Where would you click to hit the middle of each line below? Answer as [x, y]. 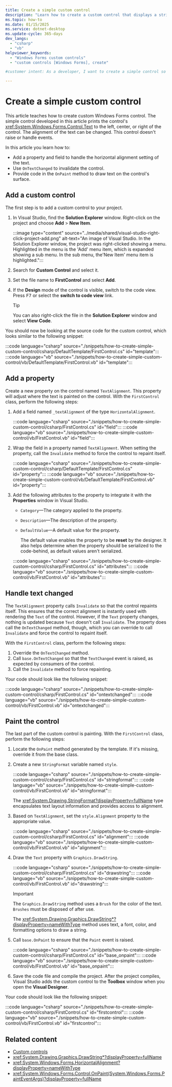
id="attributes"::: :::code [123, 566]
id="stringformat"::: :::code [126, 780]
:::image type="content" [38, 233]
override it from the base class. [46, 754]
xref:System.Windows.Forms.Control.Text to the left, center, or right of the [83, 127]
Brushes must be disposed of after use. [54, 909]
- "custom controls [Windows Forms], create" [59, 63]
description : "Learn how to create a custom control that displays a [81, 15]
